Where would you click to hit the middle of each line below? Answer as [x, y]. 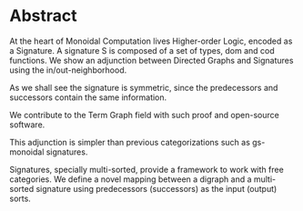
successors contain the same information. [88, 97]
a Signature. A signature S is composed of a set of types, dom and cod [142, 50]
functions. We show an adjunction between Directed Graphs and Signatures [151, 60]
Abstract [43, 16]
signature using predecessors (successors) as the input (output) [157, 188]
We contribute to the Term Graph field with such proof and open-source [144, 115]
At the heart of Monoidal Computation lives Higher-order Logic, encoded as [151, 41]
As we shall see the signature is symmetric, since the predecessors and [144, 87]
